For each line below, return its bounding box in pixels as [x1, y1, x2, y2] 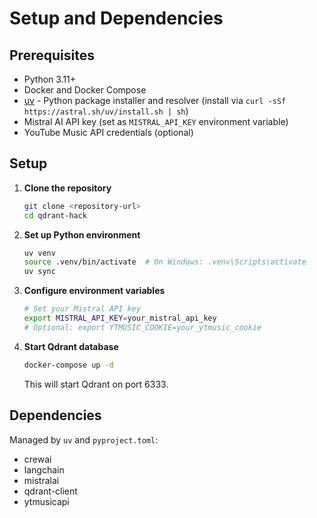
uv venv [23, 248, 56, 258]
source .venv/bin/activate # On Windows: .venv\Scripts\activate [23, 257, 307, 267]
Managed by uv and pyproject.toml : [9, 433, 159, 446]
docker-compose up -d [23, 360, 114, 370]
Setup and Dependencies [9, 7, 224, 30]
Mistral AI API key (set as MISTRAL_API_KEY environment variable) [23, 116, 289, 127]
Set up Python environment [23, 228, 141, 241]
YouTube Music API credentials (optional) [23, 127, 194, 138]
